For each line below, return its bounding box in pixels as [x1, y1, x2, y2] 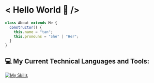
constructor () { [9, 25, 42, 30]
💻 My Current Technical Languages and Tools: [5, 57, 150, 65]
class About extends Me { [5, 20, 57, 25]
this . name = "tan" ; [14, 29, 53, 34]
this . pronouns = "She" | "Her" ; [14, 34, 79, 39]
